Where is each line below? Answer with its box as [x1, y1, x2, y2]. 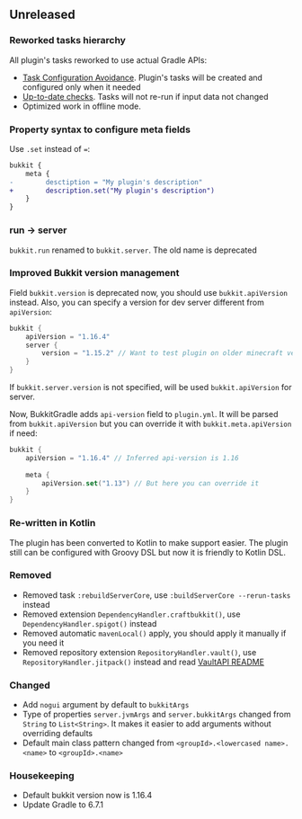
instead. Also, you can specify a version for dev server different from [9, 297, 265, 307]
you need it [22, 637, 65, 648]
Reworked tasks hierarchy [9, 34, 126, 47]
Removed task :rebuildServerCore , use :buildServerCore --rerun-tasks [22, 589, 291, 601]
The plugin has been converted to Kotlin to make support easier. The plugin [9, 537, 289, 547]
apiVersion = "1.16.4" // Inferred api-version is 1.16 [25, 453, 240, 462]
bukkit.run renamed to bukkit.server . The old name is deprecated [9, 245, 258, 255]
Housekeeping [9, 770, 75, 782]
